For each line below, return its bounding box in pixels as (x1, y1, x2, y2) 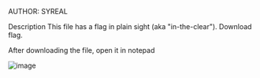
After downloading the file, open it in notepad (8, 46, 155, 54)
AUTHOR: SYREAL (8, 7, 69, 16)
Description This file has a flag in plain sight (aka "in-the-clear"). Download (8, 22, 252, 31)
